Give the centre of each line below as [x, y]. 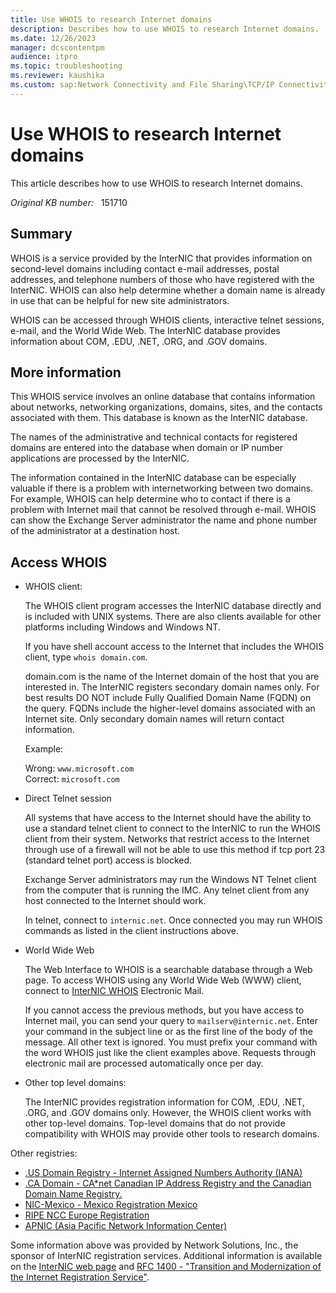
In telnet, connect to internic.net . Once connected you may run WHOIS [173, 920]
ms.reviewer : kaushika [57, 76]
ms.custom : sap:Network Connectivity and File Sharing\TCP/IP [142, 85]
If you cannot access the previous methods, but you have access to [164, 1010]
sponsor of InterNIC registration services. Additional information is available [166, 1256]
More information [66, 372]
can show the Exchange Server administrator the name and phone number [164, 520]
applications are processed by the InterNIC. [100, 458]
